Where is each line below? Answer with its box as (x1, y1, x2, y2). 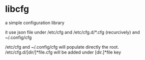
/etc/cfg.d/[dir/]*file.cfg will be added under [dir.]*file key (5, 49, 121, 55)
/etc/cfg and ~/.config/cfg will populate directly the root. (5, 44, 119, 50)
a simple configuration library (5, 20, 65, 26)
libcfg (5, 3, 29, 15)
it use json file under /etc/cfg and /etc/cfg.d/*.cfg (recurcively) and (5, 29, 140, 35)
